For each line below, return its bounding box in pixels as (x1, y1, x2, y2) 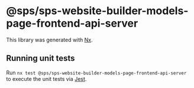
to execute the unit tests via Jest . (6, 75, 87, 82)
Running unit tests (6, 53, 75, 63)
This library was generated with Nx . (6, 36, 93, 43)
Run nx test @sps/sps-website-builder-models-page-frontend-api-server (6, 69, 187, 76)
